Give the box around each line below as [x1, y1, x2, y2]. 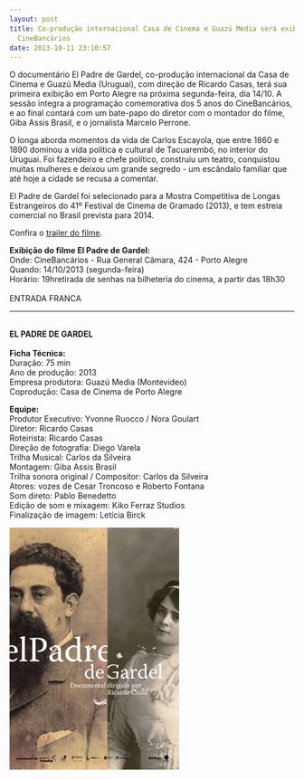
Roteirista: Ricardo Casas [9, 432, 103, 443]
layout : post [9, 14, 59, 24]
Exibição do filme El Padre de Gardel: [9, 245, 151, 256]
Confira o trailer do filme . [9, 227, 103, 239]
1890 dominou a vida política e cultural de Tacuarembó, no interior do [9, 145, 269, 156]
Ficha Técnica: [9, 348, 66, 359]
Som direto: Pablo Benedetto [9, 490, 117, 501]
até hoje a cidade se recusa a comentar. [9, 173, 158, 185]
